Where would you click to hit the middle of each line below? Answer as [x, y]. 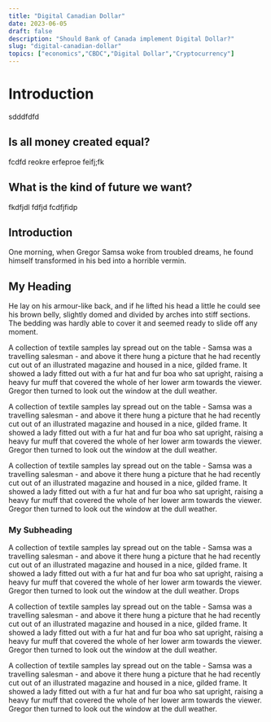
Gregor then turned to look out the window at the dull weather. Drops [124, 591]
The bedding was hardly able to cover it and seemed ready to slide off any [133, 323]
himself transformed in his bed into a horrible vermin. [98, 260]
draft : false [31, 31]
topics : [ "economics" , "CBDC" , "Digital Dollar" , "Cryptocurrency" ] [121, 54]
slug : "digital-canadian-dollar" [65, 46]
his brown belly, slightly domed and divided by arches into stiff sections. [129, 315]
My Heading [40, 286]
